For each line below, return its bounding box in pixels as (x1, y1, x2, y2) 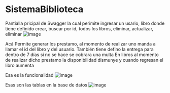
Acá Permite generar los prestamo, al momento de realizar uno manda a (5, 40, 156, 46)
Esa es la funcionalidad (5, 72, 54, 78)
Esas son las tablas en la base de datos (5, 82, 88, 88)
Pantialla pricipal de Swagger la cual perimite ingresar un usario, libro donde (5, 20, 165, 26)
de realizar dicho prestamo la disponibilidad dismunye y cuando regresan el (5, 57, 163, 63)
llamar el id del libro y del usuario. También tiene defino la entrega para (5, 46, 154, 52)
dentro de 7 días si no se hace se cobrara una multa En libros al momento (5, 52, 159, 58)
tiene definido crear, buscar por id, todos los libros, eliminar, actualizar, (5, 25, 154, 31)
